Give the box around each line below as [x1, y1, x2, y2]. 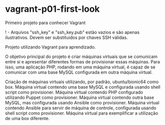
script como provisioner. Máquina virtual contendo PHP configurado [5, 89, 143, 95]
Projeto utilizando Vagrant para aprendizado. [5, 44, 96, 50]
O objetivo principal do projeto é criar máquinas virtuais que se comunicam [5, 53, 158, 60]
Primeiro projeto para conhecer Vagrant [5, 20, 86, 26]
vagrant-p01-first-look [5, 3, 100, 15]
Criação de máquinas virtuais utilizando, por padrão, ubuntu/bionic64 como [5, 79, 159, 85]
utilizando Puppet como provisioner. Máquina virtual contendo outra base [5, 94, 154, 100]
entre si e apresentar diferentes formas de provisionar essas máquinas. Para [5, 59, 160, 64]
